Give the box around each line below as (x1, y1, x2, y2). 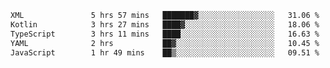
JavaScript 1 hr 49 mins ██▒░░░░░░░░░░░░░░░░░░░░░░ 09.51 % (10, 47, 320, 58)
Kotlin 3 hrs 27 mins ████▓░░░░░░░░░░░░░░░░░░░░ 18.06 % (10, 19, 320, 30)
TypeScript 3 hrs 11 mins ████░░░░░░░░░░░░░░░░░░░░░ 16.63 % (10, 29, 320, 39)
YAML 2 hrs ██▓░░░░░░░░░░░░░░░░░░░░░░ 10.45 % (10, 38, 320, 48)
